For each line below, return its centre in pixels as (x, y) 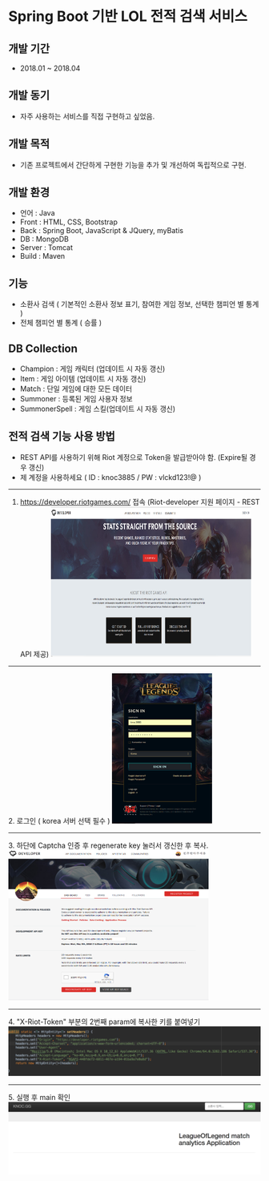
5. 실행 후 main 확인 (39, 1098)
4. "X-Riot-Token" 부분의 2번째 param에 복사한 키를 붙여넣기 (104, 1022)
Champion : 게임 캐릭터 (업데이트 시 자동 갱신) (92, 369)
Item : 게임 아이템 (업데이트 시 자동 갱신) (83, 379)
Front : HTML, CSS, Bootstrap (69, 222)
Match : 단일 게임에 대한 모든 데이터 (76, 389)
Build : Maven (42, 256)
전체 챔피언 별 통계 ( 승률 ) (61, 323)
